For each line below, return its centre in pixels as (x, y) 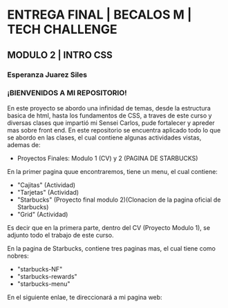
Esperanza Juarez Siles (47, 75)
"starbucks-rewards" (47, 276)
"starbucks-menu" (44, 284)
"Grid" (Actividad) (42, 214)
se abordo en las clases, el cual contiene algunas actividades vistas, (104, 137)
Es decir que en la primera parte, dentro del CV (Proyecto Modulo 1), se (109, 227)
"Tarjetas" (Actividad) (48, 192)
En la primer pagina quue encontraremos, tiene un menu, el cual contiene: (112, 171)
